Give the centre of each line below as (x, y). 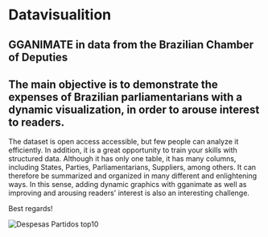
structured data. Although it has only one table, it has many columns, (122, 159)
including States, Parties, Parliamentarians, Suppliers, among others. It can (132, 168)
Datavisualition (60, 15)
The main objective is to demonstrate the (113, 84)
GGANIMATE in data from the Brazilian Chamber (131, 45)
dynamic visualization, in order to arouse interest (134, 109)
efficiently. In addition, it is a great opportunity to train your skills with (123, 150)
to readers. (37, 122)
